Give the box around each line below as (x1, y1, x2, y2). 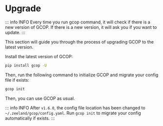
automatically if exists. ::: (5, 115, 55, 121)
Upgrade (5, 3, 41, 14)
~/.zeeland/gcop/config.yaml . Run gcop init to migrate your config (5, 110, 142, 116)
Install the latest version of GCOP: (5, 53, 73, 59)
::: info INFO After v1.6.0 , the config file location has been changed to (5, 105, 145, 110)
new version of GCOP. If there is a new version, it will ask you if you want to (5, 24, 157, 30)
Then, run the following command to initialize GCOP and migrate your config (5, 72, 159, 78)
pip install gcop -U (5, 63, 47, 68)
